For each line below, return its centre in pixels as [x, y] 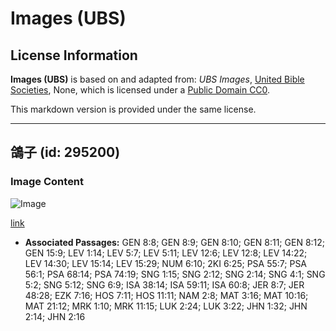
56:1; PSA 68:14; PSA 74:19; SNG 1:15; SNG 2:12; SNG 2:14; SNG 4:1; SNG [175, 274]
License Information [74, 55]
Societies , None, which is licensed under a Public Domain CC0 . [140, 90]
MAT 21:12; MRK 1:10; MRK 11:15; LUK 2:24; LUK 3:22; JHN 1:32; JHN [166, 306]
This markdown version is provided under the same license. [133, 109]
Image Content [47, 182]
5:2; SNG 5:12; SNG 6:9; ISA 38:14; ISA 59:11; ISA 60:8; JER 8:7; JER [164, 284]
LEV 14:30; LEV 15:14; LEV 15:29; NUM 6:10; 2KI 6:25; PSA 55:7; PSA [166, 263]
